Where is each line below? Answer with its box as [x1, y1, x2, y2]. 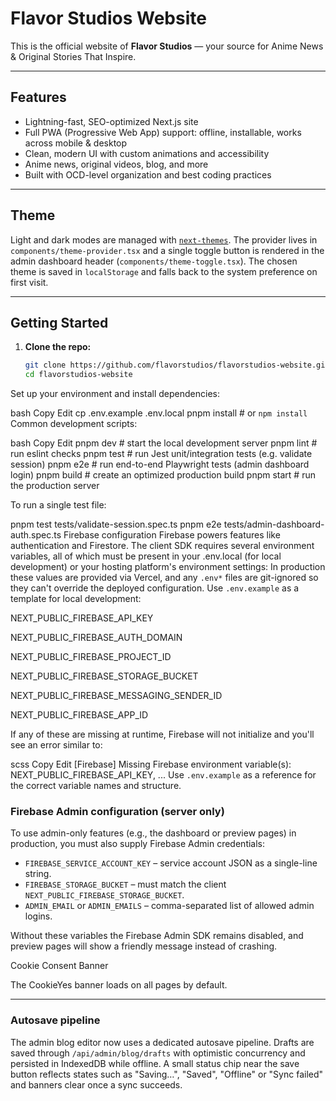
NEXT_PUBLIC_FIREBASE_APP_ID [10, 709, 149, 721]
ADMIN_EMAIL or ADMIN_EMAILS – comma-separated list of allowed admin [24, 900, 315, 912]
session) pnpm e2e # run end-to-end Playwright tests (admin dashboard [10, 458, 310, 471]
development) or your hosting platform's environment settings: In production [10, 561, 326, 573]
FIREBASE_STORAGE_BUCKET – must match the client [24, 878, 227, 891]
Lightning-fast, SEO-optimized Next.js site [24, 115, 199, 127]
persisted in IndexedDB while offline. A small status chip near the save [10, 1057, 300, 1069]
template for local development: [10, 593, 142, 605]
